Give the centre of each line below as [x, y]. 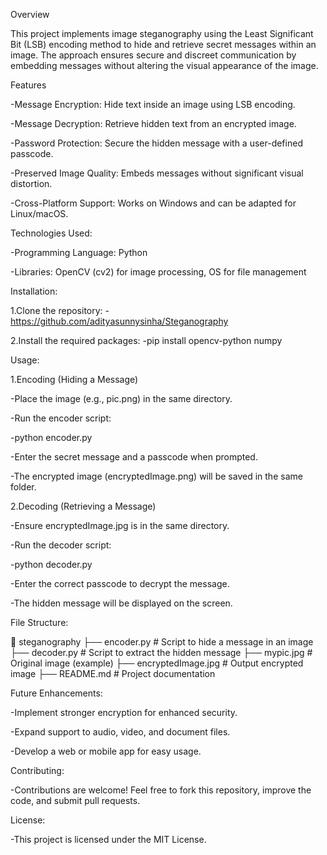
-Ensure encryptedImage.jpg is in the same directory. [120, 525]
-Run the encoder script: [61, 418]
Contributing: [37, 770]
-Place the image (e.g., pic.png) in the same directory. [121, 398]
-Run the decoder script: [61, 545]
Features [28, 85]
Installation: [34, 291]
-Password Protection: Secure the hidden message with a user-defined [156, 143]
